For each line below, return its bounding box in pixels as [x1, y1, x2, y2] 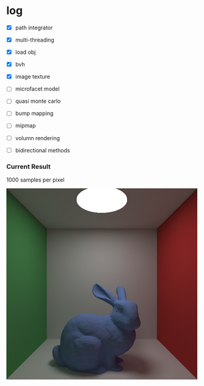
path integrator [15, 24, 53, 31]
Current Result [6, 162, 51, 171]
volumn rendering [15, 134, 60, 141]
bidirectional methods [15, 146, 70, 154]
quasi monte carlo [15, 97, 61, 105]
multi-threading [15, 36, 55, 43]
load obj [15, 48, 36, 56]
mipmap [15, 122, 36, 129]
